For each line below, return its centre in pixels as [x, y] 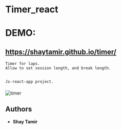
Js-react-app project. [29, 82]
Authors [19, 109]
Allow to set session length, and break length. [58, 68]
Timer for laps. [23, 64]
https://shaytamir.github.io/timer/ [61, 52]
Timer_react [32, 10]
